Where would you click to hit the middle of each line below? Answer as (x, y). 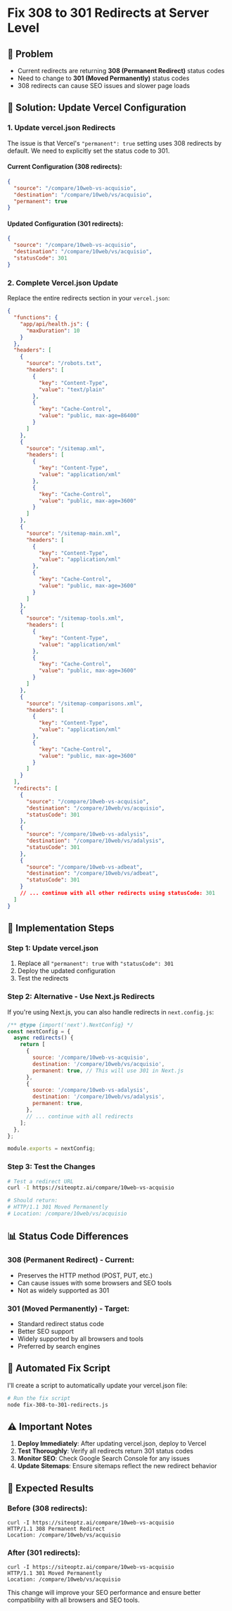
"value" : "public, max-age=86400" (89, 416)
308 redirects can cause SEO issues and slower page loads (104, 85)
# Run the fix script (39, 1398)
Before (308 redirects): (47, 1508)
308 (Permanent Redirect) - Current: (71, 1260)
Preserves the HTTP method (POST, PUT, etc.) (85, 1275)
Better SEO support (45, 1331)
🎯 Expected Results (51, 1488)
